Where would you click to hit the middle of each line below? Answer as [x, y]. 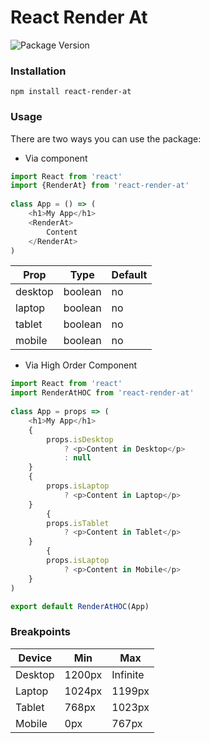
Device [35, 658]
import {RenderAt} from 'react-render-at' [100, 186]
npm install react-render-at [71, 92]
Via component [56, 158]
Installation [38, 71]
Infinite [128, 674]
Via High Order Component [81, 365]
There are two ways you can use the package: [106, 138]
